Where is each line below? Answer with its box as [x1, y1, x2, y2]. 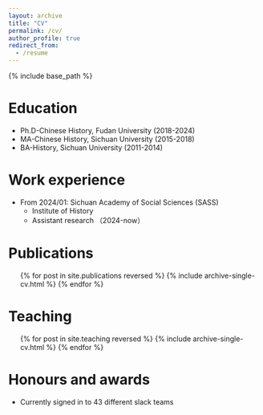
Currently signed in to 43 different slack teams [19, 397, 174, 406]
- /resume [15, 49, 48, 57]
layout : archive [8, 11, 63, 20]
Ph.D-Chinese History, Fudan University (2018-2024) [19, 125, 196, 135]
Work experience [8, 171, 126, 189]
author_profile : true [8, 34, 81, 43]
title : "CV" [8, 19, 48, 27]
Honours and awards [8, 370, 151, 389]
